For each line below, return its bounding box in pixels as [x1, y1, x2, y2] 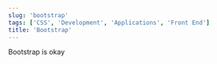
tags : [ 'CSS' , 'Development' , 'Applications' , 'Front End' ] [8, 19, 211, 27]
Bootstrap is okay [8, 48, 65, 57]
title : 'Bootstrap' [8, 26, 73, 34]
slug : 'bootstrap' [8, 11, 69, 20]
